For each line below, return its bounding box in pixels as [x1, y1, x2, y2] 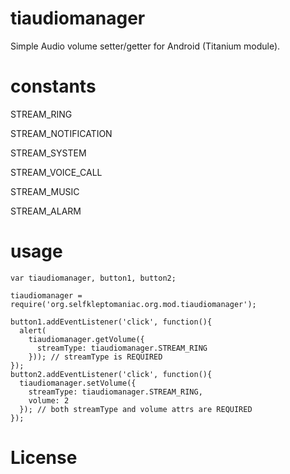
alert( [19, 325, 47, 336]
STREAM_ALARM [10, 205, 82, 217]
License [10, 447, 78, 469]
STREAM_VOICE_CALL [10, 166, 103, 178]
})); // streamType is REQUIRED [28, 352, 163, 362]
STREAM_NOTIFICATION [10, 127, 113, 139]
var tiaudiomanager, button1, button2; [10, 273, 177, 283]
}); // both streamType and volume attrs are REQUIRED [19, 404, 253, 414]
